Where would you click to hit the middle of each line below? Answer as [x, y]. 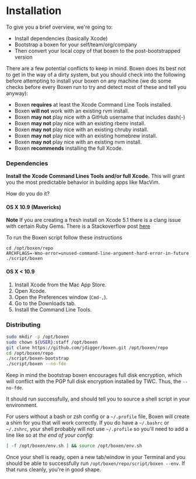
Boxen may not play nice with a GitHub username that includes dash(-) [100, 117]
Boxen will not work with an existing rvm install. [72, 111]
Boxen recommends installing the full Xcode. [69, 148]
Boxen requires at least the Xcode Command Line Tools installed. [93, 104]
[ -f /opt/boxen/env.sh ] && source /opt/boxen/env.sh [74, 446]
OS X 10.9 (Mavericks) [34, 207]
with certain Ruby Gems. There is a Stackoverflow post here [78, 226]
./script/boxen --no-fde [36, 364]
